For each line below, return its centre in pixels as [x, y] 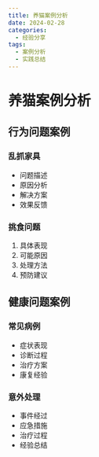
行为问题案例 [39, 132]
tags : [17, 45]
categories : [27, 30]
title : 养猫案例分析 [38, 15]
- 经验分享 [31, 37]
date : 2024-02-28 [37, 23]
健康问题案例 [39, 302]
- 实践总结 [31, 60]
